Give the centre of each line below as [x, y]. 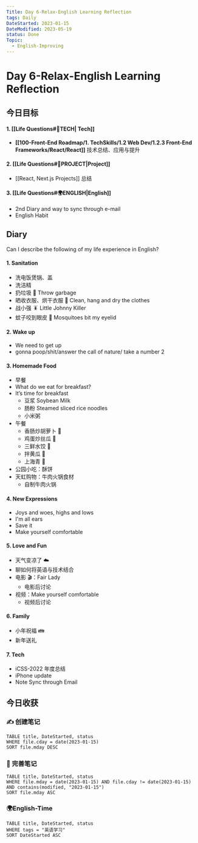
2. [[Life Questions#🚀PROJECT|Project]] [58, 164]
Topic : [15, 40]
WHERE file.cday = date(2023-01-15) [53, 742]
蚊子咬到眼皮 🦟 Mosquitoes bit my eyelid [66, 318]
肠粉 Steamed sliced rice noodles [66, 408]
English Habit [32, 215]
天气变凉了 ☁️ [32, 560]
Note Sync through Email [46, 682]
